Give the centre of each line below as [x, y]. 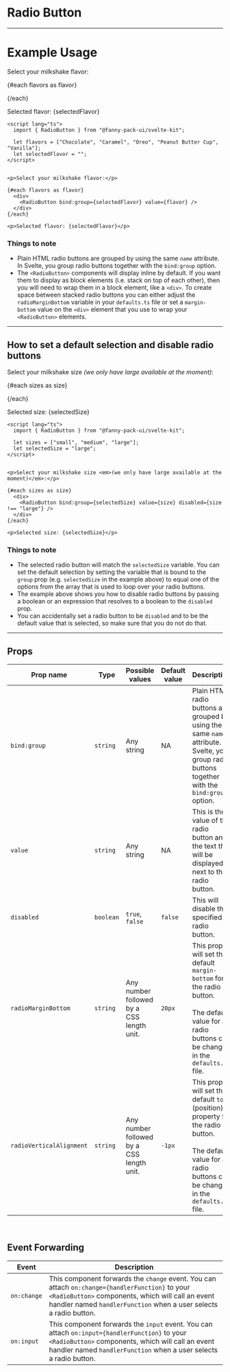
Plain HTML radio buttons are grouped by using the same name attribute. [118, 258]
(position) [208, 1108]
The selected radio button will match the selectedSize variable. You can [118, 565]
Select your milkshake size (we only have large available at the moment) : [110, 371]
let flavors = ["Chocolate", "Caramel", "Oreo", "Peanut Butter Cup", [116, 142]
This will [205, 900]
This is [203, 812]
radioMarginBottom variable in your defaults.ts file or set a [100, 302]
